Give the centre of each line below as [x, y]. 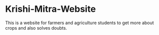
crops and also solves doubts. [36, 28]
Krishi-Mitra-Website [51, 9]
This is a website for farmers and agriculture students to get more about [79, 23]
